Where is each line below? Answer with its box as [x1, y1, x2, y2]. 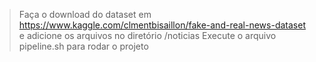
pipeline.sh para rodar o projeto [18, 40, 149, 52]
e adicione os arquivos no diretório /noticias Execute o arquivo [18, 30, 277, 41]
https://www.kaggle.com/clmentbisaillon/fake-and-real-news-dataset [18, 19, 306, 31]
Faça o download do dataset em [18, 9, 152, 20]
